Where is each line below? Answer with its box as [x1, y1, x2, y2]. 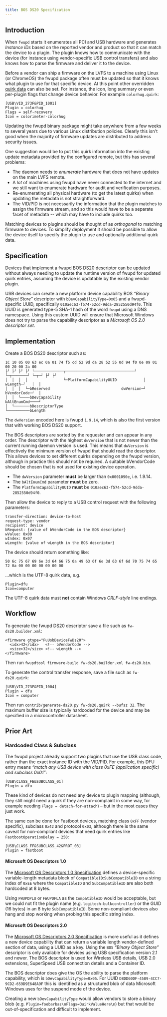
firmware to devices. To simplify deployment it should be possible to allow [5, 226, 158, 233]
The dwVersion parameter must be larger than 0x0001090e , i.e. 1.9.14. [12, 473, 152, 479]
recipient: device [5, 523, 43, 528]
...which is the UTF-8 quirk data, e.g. [5, 572, 81, 578]
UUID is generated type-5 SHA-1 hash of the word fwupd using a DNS [5, 306, 147, 313]
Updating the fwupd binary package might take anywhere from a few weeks [5, 123, 162, 129]
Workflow [5, 609, 36, 618]
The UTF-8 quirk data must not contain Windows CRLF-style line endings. [5, 595, 158, 601]
